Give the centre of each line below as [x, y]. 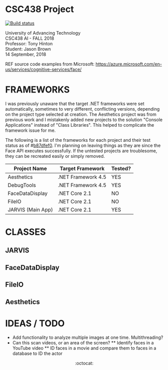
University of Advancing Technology [43, 33]
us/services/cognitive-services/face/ [43, 69]
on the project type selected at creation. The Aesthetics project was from [81, 114]
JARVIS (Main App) [30, 210]
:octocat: [84, 363]
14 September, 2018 [26, 54]
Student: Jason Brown [28, 49]
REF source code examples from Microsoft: [50, 64]
